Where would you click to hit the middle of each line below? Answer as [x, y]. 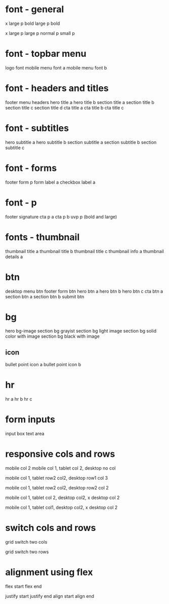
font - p [21, 203]
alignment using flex [49, 572]
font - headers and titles [57, 88]
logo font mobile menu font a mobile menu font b [56, 67]
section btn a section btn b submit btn [45, 296]
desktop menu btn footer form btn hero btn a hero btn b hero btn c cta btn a [84, 291]
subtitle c [15, 148]
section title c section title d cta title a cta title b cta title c [65, 108]
